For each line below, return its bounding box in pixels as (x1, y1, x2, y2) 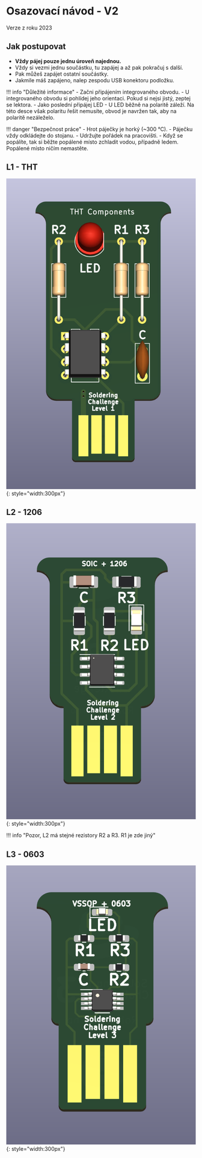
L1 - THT (6, 162, 38, 172)
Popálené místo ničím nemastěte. (6, 144, 89, 151)
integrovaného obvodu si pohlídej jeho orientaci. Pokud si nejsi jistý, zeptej (6, 94, 191, 102)
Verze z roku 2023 (6, 24, 52, 31)
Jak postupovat (6, 41, 66, 52)
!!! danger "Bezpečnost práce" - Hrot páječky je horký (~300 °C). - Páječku (6, 125, 193, 133)
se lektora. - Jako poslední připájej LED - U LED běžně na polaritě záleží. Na (6, 101, 194, 108)
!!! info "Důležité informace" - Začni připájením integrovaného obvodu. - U (6, 88, 189, 96)
